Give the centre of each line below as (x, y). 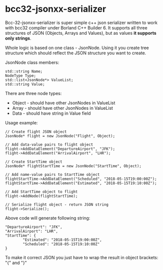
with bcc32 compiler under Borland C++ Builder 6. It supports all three (76, 27)
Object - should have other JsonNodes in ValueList (64, 103)
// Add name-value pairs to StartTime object (52, 174)
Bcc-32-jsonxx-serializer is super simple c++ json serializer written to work (81, 23)
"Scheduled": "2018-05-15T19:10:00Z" (61, 244)
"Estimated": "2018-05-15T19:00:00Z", (62, 240)
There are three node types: (33, 93)
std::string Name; (24, 71)
